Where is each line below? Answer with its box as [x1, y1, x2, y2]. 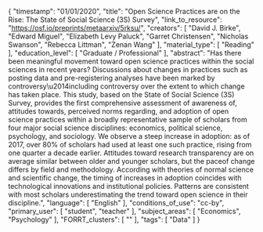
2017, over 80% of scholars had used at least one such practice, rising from [8, 140, 252, 149]
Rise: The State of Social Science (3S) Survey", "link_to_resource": [8, 15, 223, 24]
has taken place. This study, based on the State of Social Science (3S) [8, 90, 235, 99]
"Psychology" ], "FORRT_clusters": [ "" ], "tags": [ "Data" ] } [8, 215, 200, 224]
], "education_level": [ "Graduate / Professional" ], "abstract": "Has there [8, 49, 242, 57]
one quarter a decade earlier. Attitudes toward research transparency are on [8, 148, 254, 158]
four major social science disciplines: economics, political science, [8, 123, 223, 132]
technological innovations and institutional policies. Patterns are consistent [8, 182, 249, 190]
